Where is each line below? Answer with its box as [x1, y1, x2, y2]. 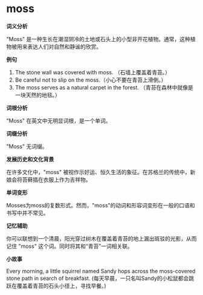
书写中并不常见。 [6, 209, 49, 216]
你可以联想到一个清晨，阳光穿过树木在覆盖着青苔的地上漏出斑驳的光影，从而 [6, 235, 197, 242]
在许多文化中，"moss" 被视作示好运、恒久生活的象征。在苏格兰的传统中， [6, 168, 190, 175]
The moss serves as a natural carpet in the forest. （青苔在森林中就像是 [14, 83, 193, 91]
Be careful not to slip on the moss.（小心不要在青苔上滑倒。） [14, 76, 167, 83]
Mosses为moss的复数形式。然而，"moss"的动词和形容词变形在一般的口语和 [6, 201, 195, 209]
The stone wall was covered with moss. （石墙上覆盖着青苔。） [14, 68, 171, 76]
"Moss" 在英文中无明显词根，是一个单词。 [6, 117, 111, 124]
